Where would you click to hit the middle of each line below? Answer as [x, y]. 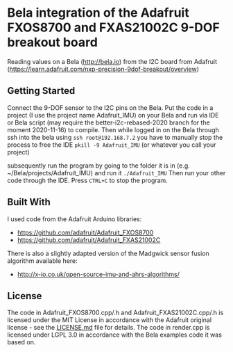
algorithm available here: [42, 261]
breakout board [53, 42]
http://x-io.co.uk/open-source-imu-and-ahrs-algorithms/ [98, 274]
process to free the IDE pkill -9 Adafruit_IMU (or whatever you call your [112, 145]
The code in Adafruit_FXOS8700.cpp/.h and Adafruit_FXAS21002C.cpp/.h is [115, 313]
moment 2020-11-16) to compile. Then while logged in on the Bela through [113, 129]
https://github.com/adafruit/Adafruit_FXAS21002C [89, 240]
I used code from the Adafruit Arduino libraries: [75, 219]
